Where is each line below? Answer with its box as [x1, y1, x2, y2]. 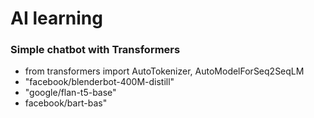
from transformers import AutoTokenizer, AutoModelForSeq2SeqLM [24, 65, 305, 77]
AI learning [10, 7, 103, 30]
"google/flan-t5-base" [24, 87, 117, 99]
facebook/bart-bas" [24, 97, 108, 109]
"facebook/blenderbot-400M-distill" [24, 76, 175, 88]
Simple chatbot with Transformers [10, 43, 181, 57]
